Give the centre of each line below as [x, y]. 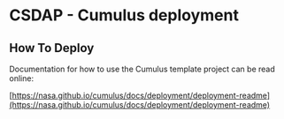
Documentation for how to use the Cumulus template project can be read [142, 69]
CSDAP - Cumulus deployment [124, 15]
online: [21, 78]
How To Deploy [52, 48]
